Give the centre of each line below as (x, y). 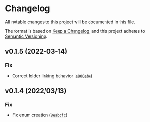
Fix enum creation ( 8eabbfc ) (40, 115)
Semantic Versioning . (26, 36)
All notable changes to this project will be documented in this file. (70, 22)
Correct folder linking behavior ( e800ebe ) (52, 76)
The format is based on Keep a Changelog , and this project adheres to (75, 31)
